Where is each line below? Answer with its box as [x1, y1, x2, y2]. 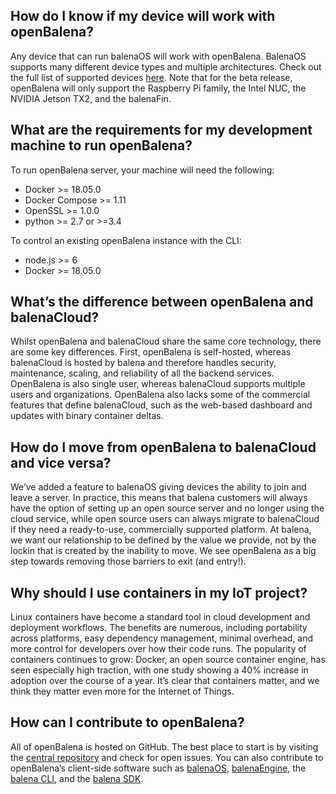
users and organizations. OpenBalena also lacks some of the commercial [10, 389, 311, 401]
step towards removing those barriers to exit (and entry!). [10, 555, 247, 568]
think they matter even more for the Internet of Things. [10, 685, 235, 698]
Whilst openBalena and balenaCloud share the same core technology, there [10, 335, 322, 348]
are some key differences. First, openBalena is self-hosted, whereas [10, 346, 292, 358]
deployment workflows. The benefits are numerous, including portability [10, 622, 308, 634]
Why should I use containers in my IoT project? [10, 584, 308, 601]
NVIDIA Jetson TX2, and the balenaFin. [10, 92, 172, 104]
